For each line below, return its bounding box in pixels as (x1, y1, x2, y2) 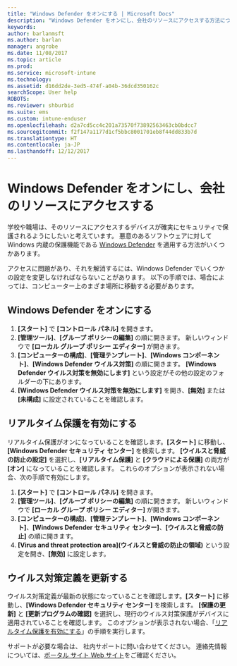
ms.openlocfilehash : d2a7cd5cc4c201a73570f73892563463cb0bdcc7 (7, 121, 197, 129)
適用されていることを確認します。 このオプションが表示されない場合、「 (7, 618, 216, 627)
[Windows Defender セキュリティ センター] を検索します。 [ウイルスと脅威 (7, 446, 226, 455)
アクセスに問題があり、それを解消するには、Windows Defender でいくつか (7, 264, 226, 272)
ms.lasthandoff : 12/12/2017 (7, 148, 90, 155)
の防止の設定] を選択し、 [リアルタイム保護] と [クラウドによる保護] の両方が (7, 455, 230, 464)
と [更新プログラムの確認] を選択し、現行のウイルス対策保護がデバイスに (17, 610, 229, 618)
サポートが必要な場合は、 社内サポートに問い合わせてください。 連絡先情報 (7, 642, 227, 650)
